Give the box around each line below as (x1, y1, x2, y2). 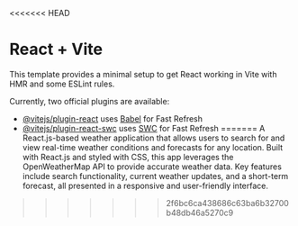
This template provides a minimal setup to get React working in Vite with (9, 68, 277, 79)
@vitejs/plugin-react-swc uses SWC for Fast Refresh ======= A (22, 122, 266, 133)
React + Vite (9, 40, 104, 59)
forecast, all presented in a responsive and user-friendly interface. (22, 180, 268, 191)
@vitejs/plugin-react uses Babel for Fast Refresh (22, 113, 203, 124)
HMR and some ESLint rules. (9, 78, 115, 89)
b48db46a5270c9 (166, 207, 234, 218)
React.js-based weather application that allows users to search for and (22, 132, 285, 143)
